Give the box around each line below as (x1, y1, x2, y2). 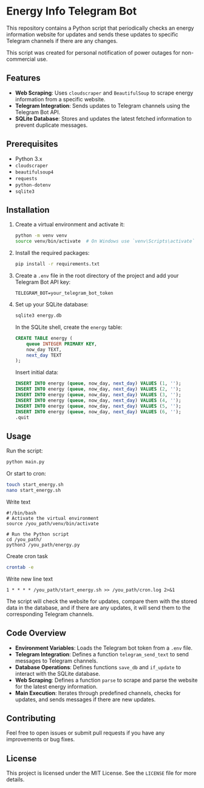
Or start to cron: (6, 470, 47, 477)
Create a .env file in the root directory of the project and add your (15, 272, 179, 279)
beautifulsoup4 (15, 169, 54, 175)
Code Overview (6, 628, 67, 638)
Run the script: (6, 447, 43, 454)
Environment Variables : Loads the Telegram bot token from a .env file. (15, 644, 193, 652)
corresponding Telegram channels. (6, 610, 94, 618)
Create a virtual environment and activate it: (15, 221, 125, 228)
